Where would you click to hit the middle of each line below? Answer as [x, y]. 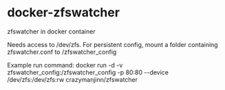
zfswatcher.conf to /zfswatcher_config [62, 52]
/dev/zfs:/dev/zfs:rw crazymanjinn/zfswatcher [73, 79]
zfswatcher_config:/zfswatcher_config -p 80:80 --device [88, 72]
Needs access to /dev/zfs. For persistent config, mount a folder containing [112, 44]
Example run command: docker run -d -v [65, 65]
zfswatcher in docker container [51, 31]
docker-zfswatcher [64, 13]
